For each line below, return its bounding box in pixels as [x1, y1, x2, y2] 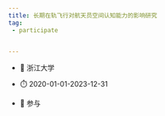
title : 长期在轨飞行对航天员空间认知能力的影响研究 [8, 11, 157, 20]
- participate [11, 26, 59, 34]
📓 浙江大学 [19, 63, 55, 73]
